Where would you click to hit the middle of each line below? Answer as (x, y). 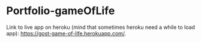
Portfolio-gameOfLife (61, 11)
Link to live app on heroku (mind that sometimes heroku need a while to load (100, 27)
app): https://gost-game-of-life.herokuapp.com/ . (66, 33)
